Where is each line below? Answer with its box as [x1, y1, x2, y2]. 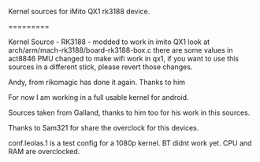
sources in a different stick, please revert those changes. [8, 62, 193, 72]
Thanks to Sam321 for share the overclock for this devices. [8, 123, 199, 132]
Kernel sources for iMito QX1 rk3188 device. [8, 7, 150, 16]
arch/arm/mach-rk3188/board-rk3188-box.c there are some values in [8, 46, 233, 54]
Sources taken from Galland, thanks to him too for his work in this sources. [8, 108, 251, 117]
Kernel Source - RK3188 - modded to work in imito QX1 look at [8, 37, 210, 46]
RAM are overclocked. [8, 147, 80, 156]
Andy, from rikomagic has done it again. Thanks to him [8, 78, 186, 87]
